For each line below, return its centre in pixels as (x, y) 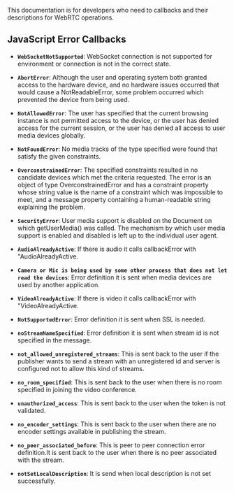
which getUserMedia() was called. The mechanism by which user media (121, 228)
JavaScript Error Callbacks (67, 39)
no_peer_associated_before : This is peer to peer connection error (111, 445)
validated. (31, 410)
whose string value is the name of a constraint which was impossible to (120, 192)
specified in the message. (54, 340)
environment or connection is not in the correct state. (94, 64)
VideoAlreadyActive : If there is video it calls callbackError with (107, 298)
